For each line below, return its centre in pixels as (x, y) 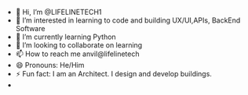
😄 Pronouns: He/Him (50, 65)
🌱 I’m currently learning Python (66, 37)
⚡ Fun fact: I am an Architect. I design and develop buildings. (113, 74)
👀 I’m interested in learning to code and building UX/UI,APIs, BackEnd (128, 20)
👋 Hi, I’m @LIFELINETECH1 (58, 12)
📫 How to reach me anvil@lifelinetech (77, 54)
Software (30, 28)
